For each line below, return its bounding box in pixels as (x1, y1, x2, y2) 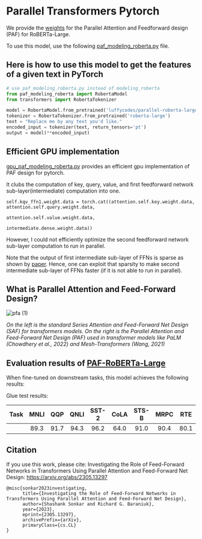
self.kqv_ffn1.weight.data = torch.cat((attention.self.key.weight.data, (6, 199, 195, 205)
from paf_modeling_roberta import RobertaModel (6, 91, 128, 97)
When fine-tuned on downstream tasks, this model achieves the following (6, 374, 189, 381)
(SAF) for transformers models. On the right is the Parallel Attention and (6, 328, 185, 335)
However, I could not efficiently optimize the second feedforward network (6, 235, 189, 243)
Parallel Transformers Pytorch (6, 4, 160, 18)
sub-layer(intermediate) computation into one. (6, 187, 121, 194)
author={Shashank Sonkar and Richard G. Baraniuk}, (22, 501, 155, 507)
